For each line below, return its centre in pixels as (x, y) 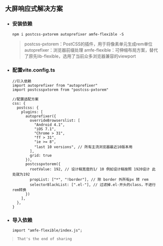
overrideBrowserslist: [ (55, 120)
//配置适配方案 (25, 99)
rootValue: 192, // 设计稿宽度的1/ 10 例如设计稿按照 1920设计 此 (93, 169)
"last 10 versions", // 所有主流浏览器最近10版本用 (83, 147)
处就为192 (21, 174)
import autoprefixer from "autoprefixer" (55, 85)
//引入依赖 (22, 81)
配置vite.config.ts (33, 70)
